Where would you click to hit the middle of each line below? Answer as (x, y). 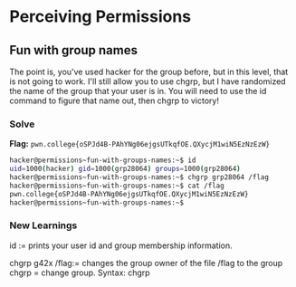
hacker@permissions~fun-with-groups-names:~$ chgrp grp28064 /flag (139, 177)
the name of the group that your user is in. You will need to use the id (138, 91)
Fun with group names (74, 50)
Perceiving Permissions (100, 17)
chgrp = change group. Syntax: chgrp (80, 273)
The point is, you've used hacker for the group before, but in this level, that (149, 72)
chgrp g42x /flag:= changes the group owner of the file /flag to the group (146, 263)
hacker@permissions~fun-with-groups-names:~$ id (103, 160)
